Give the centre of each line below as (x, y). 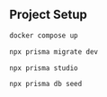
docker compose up (44, 35)
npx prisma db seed (46, 84)
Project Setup (49, 15)
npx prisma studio (44, 68)
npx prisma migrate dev (54, 52)
